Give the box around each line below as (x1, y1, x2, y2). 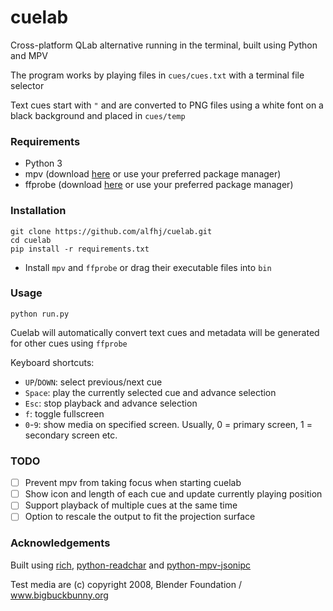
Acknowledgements (10, 536, 111, 550)
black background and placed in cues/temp (10, 109, 186, 121)
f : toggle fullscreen (24, 407, 105, 420)
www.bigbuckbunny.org (10, 589, 109, 601)
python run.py (10, 309, 70, 319)
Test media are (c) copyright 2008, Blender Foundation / (10, 578, 242, 590)
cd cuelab (10, 235, 52, 245)
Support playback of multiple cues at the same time (24, 499, 238, 511)
